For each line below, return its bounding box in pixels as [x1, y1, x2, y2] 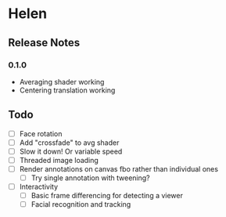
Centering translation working [19, 85, 116, 95]
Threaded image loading [19, 155, 99, 165]
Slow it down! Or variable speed [19, 146, 123, 156]
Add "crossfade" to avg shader [19, 138, 120, 147]
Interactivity [19, 182, 59, 192]
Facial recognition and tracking [30, 200, 131, 209]
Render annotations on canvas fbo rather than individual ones [19, 164, 219, 173]
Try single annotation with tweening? [30, 173, 150, 183]
